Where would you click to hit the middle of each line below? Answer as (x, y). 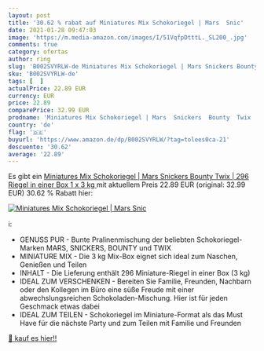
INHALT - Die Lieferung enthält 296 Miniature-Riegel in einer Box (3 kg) (135, 273)
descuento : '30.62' (40, 147)
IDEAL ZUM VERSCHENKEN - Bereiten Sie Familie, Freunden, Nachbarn (135, 282)
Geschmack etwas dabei (59, 306)
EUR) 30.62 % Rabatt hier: (51, 193)
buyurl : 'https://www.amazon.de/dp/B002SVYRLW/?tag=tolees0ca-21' (119, 139)
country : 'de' (31, 125)
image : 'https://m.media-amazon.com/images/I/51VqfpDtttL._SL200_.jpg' (128, 37)
